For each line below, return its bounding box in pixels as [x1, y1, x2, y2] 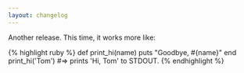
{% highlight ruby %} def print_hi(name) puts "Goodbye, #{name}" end [8, 47, 237, 57]
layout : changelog [8, 11, 68, 19]
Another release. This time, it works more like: [8, 33, 156, 42]
